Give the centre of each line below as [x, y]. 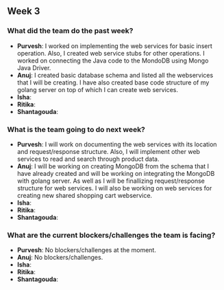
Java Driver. [34, 67]
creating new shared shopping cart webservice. [85, 195]
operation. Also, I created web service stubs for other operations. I [111, 53]
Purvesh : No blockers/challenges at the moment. [86, 250]
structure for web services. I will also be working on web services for [114, 188]
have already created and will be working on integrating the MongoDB [116, 173]
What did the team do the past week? [70, 31]
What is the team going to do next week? [76, 129]
